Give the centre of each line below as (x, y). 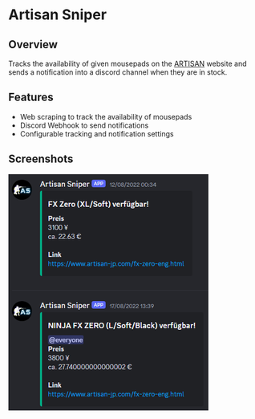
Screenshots (41, 159)
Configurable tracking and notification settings (97, 133)
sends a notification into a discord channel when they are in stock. (118, 72)
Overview (33, 45)
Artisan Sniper (57, 15)
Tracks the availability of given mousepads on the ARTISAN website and (127, 63)
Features (31, 98)
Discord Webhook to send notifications (84, 125)
